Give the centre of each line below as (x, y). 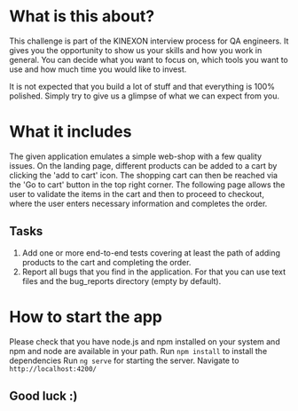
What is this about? (82, 16)
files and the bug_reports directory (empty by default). (122, 281)
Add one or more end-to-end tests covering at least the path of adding (151, 253)
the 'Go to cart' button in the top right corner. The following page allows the (147, 185)
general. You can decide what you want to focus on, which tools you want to (149, 59)
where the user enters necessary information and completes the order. (138, 203)
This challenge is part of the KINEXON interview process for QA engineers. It (149, 41)
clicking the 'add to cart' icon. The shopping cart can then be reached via (143, 175)
